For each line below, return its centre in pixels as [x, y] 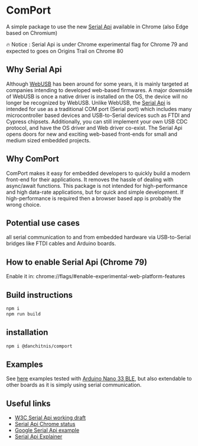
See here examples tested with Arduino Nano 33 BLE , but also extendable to [99, 379]
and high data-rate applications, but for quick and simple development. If [95, 192]
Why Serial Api [34, 69]
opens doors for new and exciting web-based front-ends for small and [92, 134]
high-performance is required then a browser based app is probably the [94, 198]
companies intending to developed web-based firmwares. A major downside [99, 90]
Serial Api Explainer [38, 437]
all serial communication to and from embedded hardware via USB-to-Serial [98, 237]
